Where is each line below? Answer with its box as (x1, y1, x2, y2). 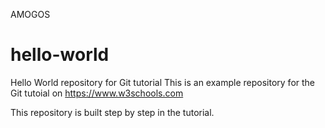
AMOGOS (10, 9, 51, 20)
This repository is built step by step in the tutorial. (10, 106, 215, 118)
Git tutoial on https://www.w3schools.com (10, 87, 184, 99)
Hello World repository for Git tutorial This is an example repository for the (10, 76, 316, 88)
